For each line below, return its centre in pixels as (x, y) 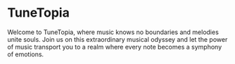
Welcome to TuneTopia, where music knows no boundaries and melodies (113, 32)
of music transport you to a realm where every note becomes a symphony (115, 47)
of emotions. (26, 54)
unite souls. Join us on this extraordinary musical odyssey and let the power (118, 39)
